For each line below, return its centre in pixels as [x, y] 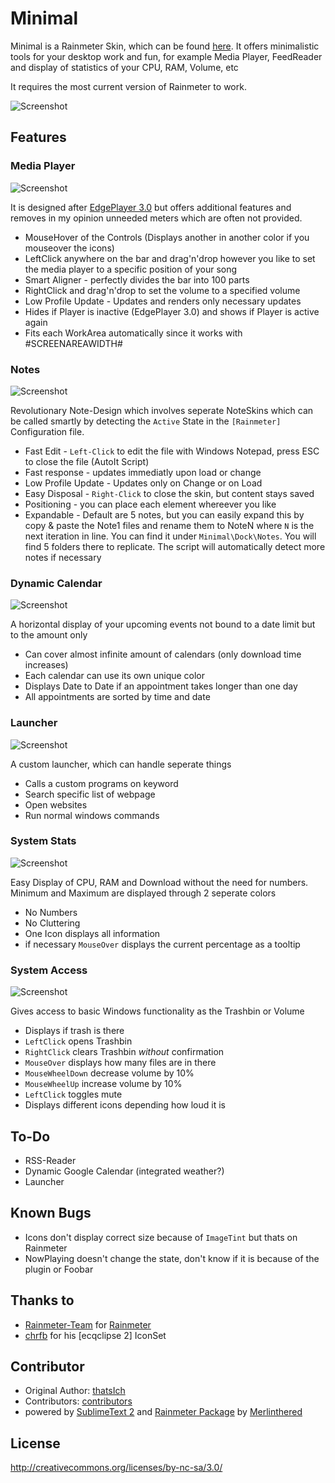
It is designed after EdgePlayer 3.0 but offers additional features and [151, 207]
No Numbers [51, 912]
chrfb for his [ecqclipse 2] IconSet [95, 1335]
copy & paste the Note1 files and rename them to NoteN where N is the [169, 525]
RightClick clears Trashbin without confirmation [124, 1052]
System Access [49, 970]
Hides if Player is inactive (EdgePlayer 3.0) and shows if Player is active [172, 311]
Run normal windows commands [92, 815]
